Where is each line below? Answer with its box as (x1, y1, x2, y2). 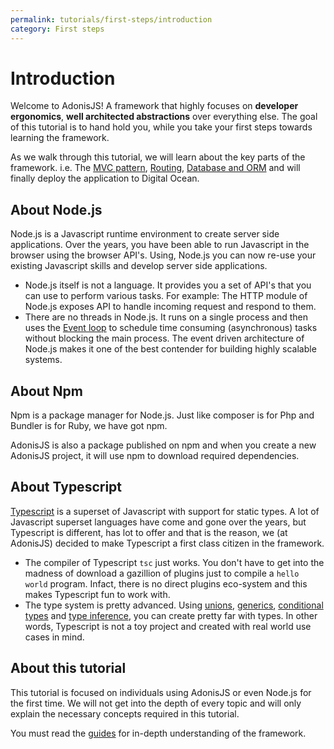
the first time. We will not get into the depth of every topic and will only (10, 697, 302, 709)
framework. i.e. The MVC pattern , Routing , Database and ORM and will (10, 162, 301, 174)
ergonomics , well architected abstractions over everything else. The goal (10, 111, 318, 123)
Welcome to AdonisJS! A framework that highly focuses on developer (10, 100, 299, 112)
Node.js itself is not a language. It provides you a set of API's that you (24, 279, 312, 291)
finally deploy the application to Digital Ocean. (10, 172, 200, 185)
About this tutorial (10, 660, 127, 677)
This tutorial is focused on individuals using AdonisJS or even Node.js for (10, 686, 312, 698)
